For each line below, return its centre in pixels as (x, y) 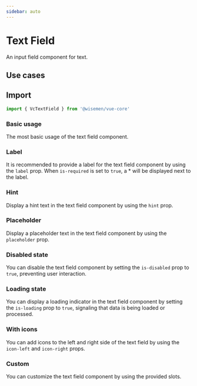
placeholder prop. (28, 239)
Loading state (26, 289)
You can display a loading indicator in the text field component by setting (94, 302)
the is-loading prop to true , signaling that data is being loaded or (86, 308)
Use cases (26, 75)
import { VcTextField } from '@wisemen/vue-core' (68, 109)
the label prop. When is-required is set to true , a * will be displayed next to (98, 171)
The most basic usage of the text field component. (67, 136)
